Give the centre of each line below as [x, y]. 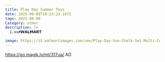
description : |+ [22, 28]
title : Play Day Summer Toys [35, 9]
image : [12, 41]
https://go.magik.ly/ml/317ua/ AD [38, 54]
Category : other [22, 23]
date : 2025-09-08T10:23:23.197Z [38, 14]
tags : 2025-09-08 [23, 18]
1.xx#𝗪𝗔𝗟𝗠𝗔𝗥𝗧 [26, 32]
